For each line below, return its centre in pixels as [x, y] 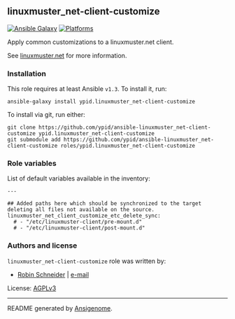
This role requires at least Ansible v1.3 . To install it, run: [87, 89]
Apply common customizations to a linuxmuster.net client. [91, 42]
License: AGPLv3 [32, 288]
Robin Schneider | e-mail [53, 274]
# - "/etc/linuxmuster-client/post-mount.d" [79, 228]
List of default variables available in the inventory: [79, 178]
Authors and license [42, 246]
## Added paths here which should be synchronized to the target [104, 204]
